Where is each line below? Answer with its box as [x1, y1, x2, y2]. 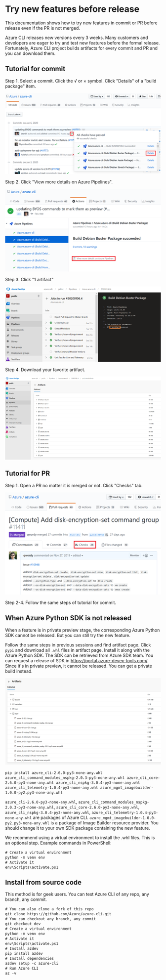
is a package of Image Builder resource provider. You [50, 819, 159, 826]
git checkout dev [5, 922, 41, 927]
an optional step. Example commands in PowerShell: [5, 840, 112, 846]
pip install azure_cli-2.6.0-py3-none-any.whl [5, 770, 103, 775]
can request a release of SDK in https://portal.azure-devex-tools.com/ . [5, 657, 149, 663]
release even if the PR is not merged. [5, 25, 81, 31]
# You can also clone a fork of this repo [5, 907, 94, 912]
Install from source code [5, 878, 82, 887]
